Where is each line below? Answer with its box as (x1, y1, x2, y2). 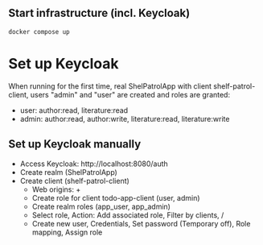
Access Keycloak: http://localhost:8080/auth (19, 159, 169, 168)
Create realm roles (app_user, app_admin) (31, 201, 171, 211)
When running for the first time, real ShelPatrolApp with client (8, 81, 212, 91)
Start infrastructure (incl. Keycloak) (8, 6, 191, 20)
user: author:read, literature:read (19, 105, 129, 115)
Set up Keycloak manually (8, 137, 142, 152)
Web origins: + (31, 185, 81, 194)
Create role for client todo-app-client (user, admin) (31, 193, 200, 202)
